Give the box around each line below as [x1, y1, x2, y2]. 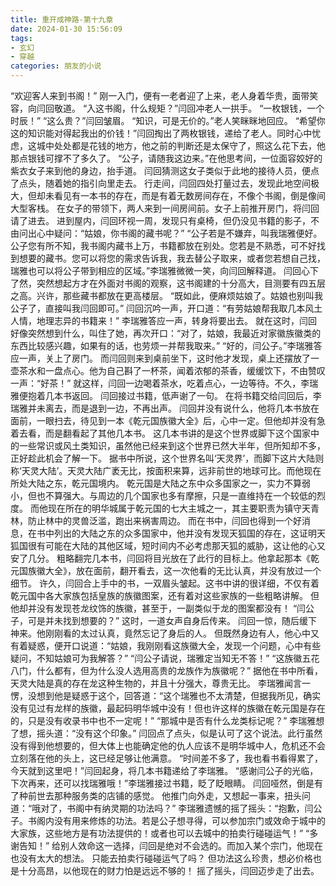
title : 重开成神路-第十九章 [10, 14, 114, 25]
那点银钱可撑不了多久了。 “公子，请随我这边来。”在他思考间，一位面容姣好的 [10, 152, 323, 164]
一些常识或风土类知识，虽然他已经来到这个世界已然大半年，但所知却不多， [18, 440, 326, 451]
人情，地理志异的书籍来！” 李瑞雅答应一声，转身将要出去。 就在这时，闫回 [10, 315, 318, 326]
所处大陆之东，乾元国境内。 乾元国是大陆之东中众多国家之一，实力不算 [10, 477, 302, 489]
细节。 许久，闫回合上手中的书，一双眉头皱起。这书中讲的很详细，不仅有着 [10, 577, 320, 589]
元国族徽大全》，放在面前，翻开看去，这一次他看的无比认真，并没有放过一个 [10, 565, 322, 576]
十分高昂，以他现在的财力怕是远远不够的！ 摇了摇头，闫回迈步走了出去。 [18, 865, 320, 876]
